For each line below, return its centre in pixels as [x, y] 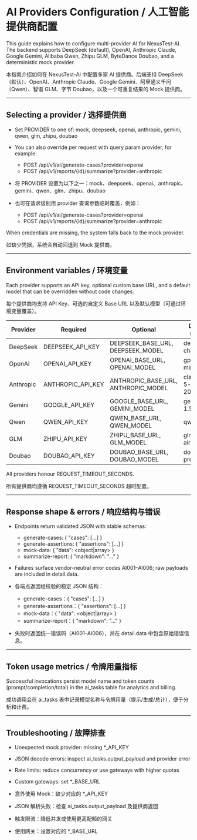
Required [74, 329]
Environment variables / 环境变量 [67, 270]
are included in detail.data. [47, 574]
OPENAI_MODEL [133, 367]
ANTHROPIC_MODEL [139, 388]
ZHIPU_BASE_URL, [135, 435]
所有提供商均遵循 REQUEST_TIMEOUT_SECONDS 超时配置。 [79, 486]
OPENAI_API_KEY [67, 364]
